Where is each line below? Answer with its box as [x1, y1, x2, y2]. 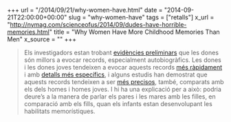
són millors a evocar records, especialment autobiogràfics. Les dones [23, 56, 221, 64]
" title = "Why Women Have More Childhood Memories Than [49, 28, 220, 36]
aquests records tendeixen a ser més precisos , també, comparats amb [23, 78, 224, 85]
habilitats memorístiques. [23, 107, 96, 115]
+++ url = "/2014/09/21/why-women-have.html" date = [7, 6, 163, 14]
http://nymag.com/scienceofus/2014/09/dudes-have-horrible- [10, 21, 187, 28]
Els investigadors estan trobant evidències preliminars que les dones [23, 48, 219, 57]
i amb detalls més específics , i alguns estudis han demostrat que [23, 70, 208, 79]
